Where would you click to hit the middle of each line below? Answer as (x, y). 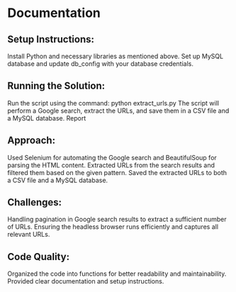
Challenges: (35, 202)
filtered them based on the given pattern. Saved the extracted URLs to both (117, 172)
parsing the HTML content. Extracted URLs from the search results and (111, 165)
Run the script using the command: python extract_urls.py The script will (113, 103)
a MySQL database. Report (47, 118)
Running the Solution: (56, 86)
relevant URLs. (29, 235)
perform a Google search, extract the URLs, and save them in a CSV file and (118, 111)
